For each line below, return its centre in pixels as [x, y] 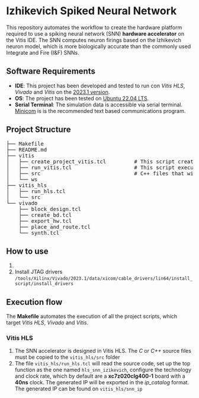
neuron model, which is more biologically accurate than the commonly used [99, 46]
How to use [27, 251]
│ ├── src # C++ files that [95, 173]
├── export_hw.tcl [45, 221]
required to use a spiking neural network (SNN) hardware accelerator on [95, 33]
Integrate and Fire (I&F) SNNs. [43, 52]
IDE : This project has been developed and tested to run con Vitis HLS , [100, 86]
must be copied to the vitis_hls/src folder [67, 357]
